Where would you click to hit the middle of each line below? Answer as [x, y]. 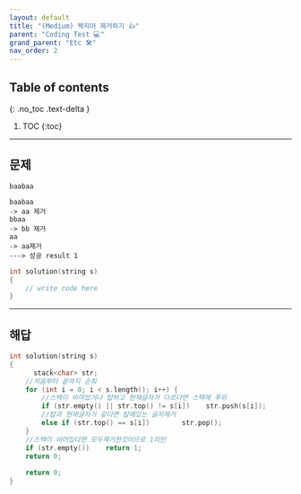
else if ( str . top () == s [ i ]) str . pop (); [132, 423]
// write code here [62, 288]
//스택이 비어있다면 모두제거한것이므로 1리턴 [96, 439]
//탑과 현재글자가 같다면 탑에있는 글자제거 [109, 415]
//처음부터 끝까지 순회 [61, 381]
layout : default [39, 17]
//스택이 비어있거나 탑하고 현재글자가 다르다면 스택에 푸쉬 [134, 398]
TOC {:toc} [42, 126]
